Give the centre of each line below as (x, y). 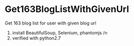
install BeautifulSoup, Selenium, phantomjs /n (60, 32)
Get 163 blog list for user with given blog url (50, 23)
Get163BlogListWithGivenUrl (67, 9)
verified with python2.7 (36, 38)
